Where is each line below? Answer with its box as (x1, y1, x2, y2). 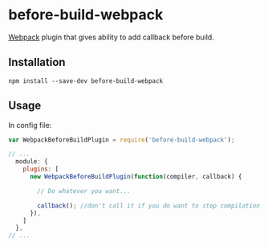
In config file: (8, 120, 52, 130)
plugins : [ (22, 165, 59, 174)
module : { (15, 158, 48, 166)
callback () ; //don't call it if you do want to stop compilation (37, 201, 261, 210)
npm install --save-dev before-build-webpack (8, 76, 163, 85)
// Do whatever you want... (37, 187, 131, 195)
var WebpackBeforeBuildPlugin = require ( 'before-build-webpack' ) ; (8, 135, 235, 144)
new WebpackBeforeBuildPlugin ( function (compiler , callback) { (29, 173, 242, 181)
